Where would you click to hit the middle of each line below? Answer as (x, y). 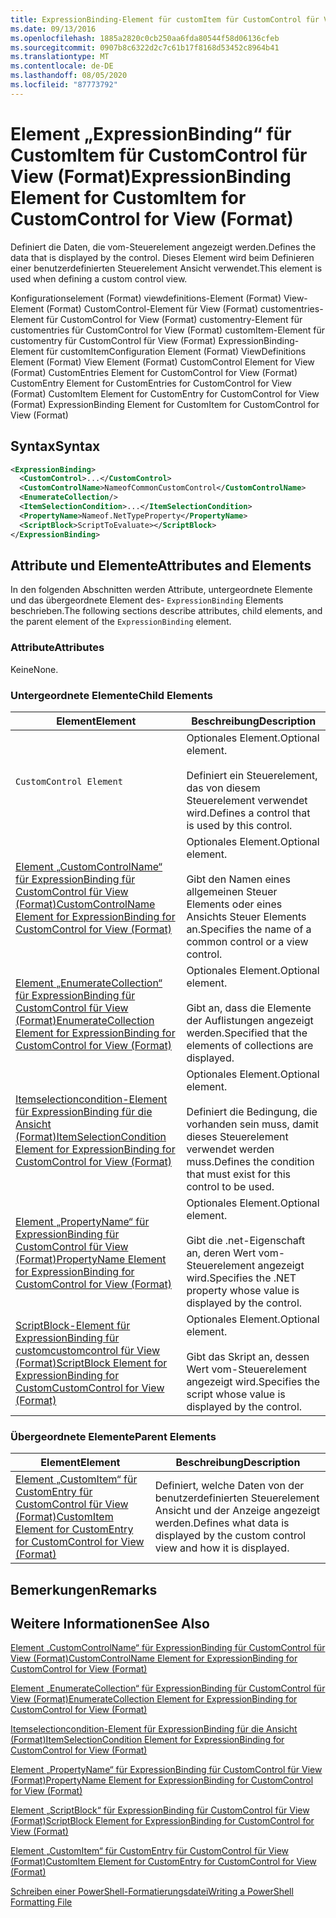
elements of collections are (250, 1045)
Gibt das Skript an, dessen (248, 1356)
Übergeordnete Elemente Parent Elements (113, 1436)
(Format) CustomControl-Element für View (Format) (152, 308)
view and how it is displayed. (222, 1548)
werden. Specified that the (247, 1033)
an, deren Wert (221, 1253)
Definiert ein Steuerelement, (252, 775)
